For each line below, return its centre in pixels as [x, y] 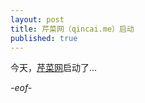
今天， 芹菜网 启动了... [54, 68]
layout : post [37, 19]
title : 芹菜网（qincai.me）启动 [72, 29]
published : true [44, 38]
